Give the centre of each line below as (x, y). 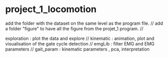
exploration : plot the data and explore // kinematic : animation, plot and (80, 38)
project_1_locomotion (51, 9)
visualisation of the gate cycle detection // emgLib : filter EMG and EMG (80, 43)
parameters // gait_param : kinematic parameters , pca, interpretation (77, 49)
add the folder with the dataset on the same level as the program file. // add (84, 23)
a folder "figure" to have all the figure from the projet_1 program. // (74, 28)
